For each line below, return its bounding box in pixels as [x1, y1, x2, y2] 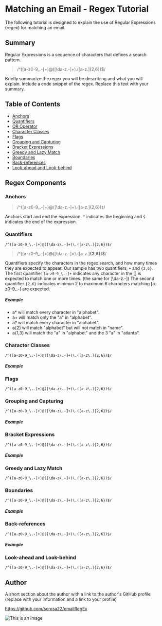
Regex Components [5, 178, 67, 187]
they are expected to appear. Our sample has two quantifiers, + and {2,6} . [5, 265, 153, 271]
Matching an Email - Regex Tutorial [5, 3, 149, 15]
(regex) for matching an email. [5, 24, 66, 30]
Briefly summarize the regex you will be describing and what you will [5, 75, 143, 81]
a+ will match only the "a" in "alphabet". [12, 314, 92, 320]
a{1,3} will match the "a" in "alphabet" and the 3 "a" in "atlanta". [12, 330, 140, 336]
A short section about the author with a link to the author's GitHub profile [5, 591, 151, 597]
